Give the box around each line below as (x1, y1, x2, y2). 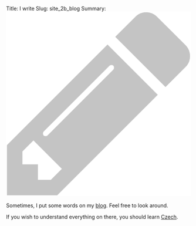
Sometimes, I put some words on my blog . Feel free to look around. (6, 202, 168, 209)
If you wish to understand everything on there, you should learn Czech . (6, 214, 178, 221)
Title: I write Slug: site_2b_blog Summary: (6, 5, 106, 12)
